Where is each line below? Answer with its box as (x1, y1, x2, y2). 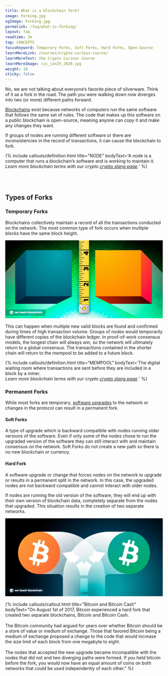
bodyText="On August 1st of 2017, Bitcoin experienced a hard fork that (5, 606, 150, 613)
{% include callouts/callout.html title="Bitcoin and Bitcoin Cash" (5, 601, 136, 607)
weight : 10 (5, 66, 28, 71)
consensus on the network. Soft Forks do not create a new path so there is (5, 444, 159, 450)
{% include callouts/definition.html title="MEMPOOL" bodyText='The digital (5, 359, 160, 365)
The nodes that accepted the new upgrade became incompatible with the (5, 649, 156, 655)
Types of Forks (5, 193, 53, 202)
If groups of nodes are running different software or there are (5, 132, 131, 138)
